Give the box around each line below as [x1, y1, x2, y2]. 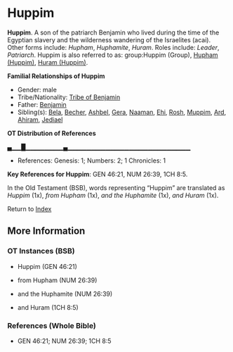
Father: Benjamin [17, 100, 67, 108]
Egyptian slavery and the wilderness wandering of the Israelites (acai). [7, 35, 211, 44]
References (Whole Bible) [7, 320, 96, 330]
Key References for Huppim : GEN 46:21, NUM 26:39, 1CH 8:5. [7, 170, 188, 178]
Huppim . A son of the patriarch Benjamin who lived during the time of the [7, 28, 220, 37]
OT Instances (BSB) [7, 246, 75, 256]
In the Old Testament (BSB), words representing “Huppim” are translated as [7, 183, 225, 191]
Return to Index [7, 204, 52, 213]
